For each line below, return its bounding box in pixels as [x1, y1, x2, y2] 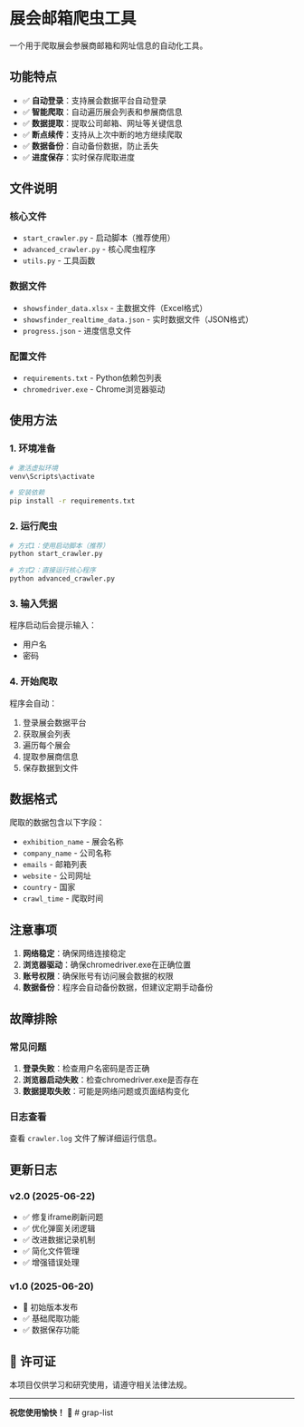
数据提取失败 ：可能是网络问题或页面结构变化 [22, 1085, 190, 1096]
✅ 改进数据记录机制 [22, 1234, 96, 1245]
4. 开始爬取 [9, 675, 58, 688]
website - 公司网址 [22, 870, 92, 881]
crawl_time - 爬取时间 [22, 893, 104, 904]
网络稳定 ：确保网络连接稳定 [22, 948, 127, 959]
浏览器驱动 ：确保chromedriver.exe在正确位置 [22, 959, 192, 971]
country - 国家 [22, 882, 76, 893]
